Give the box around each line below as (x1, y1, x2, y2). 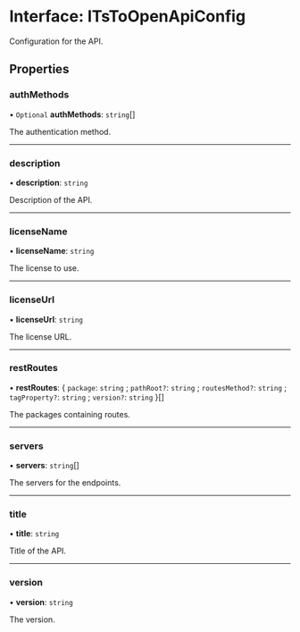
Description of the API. (9, 194, 93, 205)
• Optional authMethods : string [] (9, 109, 136, 120)
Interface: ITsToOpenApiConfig (9, 6, 246, 27)
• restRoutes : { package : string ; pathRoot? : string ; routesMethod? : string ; (9, 382, 287, 392)
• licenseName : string (9, 246, 95, 257)
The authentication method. (9, 126, 112, 137)
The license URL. (9, 331, 72, 341)
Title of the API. (9, 545, 67, 556)
